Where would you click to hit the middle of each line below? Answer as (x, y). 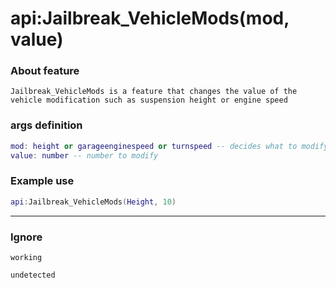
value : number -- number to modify (84, 155)
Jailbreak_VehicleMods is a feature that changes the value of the (154, 92)
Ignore (26, 237)
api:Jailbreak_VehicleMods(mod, (150, 18)
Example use (42, 181)
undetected (33, 275)
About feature (45, 71)
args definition (46, 125)
